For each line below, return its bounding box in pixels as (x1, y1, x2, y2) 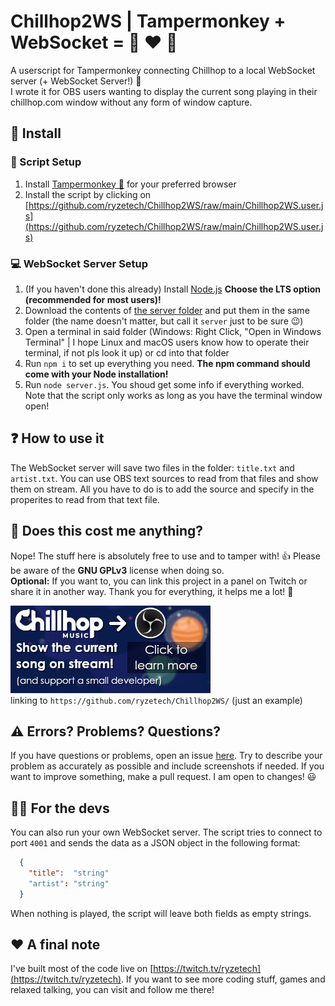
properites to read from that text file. (10, 493, 160, 505)
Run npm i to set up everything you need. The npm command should (24, 357, 311, 369)
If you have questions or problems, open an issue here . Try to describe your (10, 750, 323, 762)
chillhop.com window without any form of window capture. (10, 96, 253, 108)
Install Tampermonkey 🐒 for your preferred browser (24, 178, 237, 190)
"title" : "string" (28, 868, 110, 879)
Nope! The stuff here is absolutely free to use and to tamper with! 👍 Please (10, 550, 321, 562)
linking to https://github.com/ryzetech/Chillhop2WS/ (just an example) (10, 694, 303, 706)
